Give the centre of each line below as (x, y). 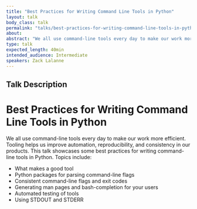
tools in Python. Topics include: (54, 157)
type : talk (19, 45)
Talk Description (37, 84)
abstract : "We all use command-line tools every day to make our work (94, 39)
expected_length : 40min (35, 50)
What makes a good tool (44, 168)
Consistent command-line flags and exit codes (71, 181)
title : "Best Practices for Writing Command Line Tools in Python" (90, 11)
